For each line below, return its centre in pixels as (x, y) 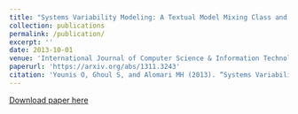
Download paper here (49, 100)
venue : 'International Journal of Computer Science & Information (134, 58)
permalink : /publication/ (57, 34)
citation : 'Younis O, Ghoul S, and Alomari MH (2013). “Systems (130, 75)
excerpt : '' (31, 42)
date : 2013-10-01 (41, 50)
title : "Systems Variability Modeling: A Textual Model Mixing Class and (149, 17)
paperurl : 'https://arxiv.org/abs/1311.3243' (94, 67)
